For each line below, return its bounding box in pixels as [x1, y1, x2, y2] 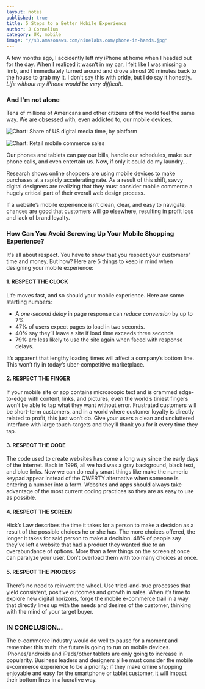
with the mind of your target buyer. [6, 608, 93, 615]
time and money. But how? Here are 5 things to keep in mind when [6, 258, 173, 265]
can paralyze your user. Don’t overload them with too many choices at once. [6, 554, 198, 562]
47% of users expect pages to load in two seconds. [15, 322, 145, 330]
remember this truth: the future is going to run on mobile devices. [6, 643, 171, 650]
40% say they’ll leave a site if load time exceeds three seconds [15, 329, 174, 337]
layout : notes [6, 9, 43, 15]
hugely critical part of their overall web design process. [6, 189, 145, 196]
